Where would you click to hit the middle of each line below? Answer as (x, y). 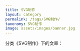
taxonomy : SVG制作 (24, 24)
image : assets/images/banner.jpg (40, 28)
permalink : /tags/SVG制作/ (33, 19)
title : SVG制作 (20, 10)
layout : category (23, 14)
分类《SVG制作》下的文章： (34, 43)
